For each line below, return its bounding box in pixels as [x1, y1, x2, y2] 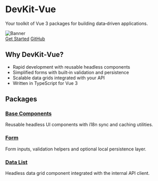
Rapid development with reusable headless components [12, 64, 131, 70]
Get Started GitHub [5, 36, 45, 42]
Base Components [5, 110, 52, 117]
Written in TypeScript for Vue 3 [12, 80, 78, 86]
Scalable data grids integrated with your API [12, 75, 105, 81]
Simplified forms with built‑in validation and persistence [12, 69, 130, 75]
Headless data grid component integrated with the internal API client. [5, 170, 150, 176]
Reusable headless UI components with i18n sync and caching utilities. [5, 122, 153, 128]
